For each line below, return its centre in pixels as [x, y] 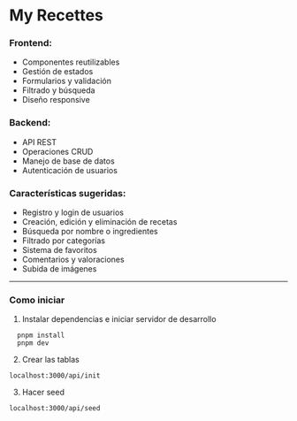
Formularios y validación [67, 81]
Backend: [30, 123]
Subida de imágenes [59, 269]
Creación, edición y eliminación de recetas [99, 222]
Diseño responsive [56, 100]
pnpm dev [33, 343]
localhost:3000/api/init [55, 376]
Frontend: [31, 43]
